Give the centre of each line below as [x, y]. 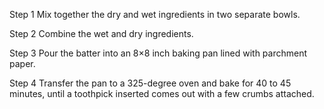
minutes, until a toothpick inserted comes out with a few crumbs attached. [162, 93]
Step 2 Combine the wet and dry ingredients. [101, 33]
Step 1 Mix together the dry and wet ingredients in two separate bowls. [155, 14]
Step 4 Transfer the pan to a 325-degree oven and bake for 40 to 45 [150, 83]
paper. [22, 63]
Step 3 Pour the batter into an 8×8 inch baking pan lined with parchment [158, 53]
